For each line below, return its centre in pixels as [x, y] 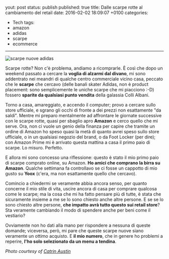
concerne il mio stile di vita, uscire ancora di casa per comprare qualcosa [81, 189]
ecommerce [25, 44]
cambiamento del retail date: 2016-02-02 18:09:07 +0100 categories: [77, 13]
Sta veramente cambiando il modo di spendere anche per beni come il [78, 210]
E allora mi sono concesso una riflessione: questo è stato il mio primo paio [82, 158]
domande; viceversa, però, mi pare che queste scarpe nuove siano [74, 231]
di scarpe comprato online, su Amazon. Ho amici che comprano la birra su [83, 163]
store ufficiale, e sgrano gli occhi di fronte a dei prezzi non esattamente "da [83, 110]
